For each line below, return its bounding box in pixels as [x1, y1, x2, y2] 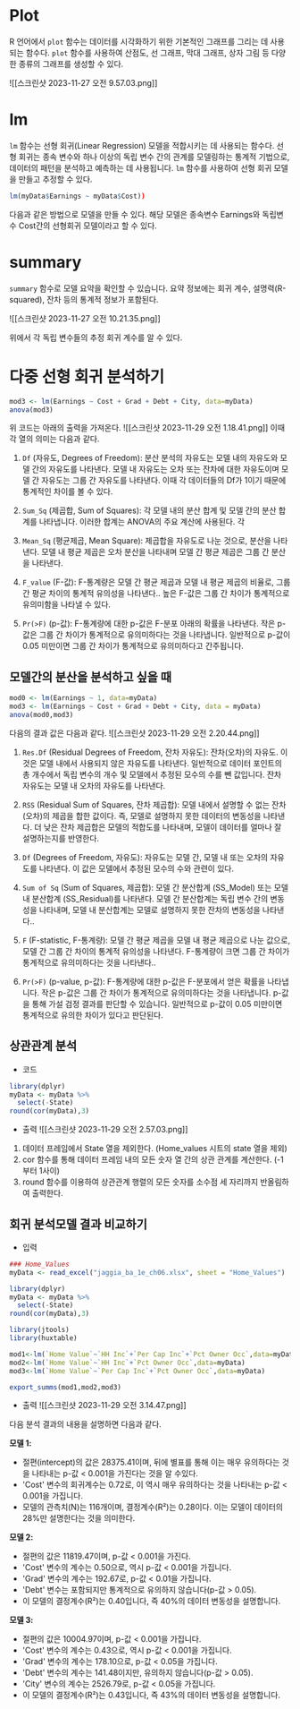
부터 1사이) [21, 1166, 61, 1176]
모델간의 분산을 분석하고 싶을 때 [9, 669, 172, 685]
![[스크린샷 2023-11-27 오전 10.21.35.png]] [9, 312, 161, 323]
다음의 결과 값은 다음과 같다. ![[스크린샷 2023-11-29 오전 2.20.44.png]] [9, 727, 261, 739]
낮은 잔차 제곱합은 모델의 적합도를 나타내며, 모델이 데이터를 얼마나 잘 [43, 821, 282, 833]
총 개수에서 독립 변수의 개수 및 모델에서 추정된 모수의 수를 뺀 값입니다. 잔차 [21, 769, 282, 780]
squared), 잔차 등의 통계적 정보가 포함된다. [9, 294, 159, 304]
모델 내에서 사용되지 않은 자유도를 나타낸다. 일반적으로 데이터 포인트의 [38, 757, 283, 768]
